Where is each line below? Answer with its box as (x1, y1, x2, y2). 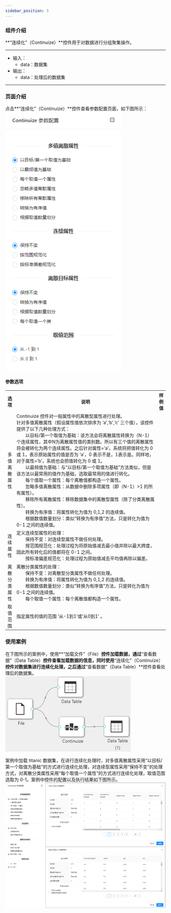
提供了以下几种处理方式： (16, 426, 70, 432)
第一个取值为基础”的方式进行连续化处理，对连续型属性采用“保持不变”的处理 (5, 764, 163, 770)
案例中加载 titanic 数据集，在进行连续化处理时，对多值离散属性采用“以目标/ (5, 757, 163, 763)
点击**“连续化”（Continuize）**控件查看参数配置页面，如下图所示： (5, 105, 148, 112)
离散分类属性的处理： (16, 563, 61, 570)
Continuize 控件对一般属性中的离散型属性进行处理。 (16, 413, 125, 419)
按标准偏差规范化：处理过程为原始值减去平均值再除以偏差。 (25, 555, 150, 562)
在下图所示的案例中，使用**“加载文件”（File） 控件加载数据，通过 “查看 (5, 651, 153, 657)
